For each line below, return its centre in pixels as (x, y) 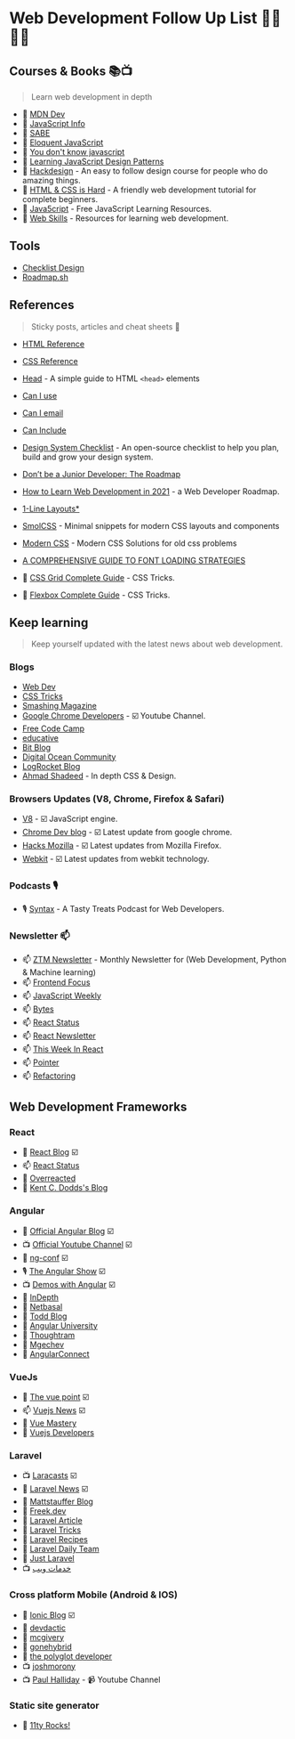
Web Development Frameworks (98, 1107)
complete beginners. (60, 199)
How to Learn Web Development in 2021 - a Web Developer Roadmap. (151, 491)
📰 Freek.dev (44, 1511)
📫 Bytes (38, 1009)
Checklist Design (53, 267)
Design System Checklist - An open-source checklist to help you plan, (151, 447)
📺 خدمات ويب (47, 1568)
